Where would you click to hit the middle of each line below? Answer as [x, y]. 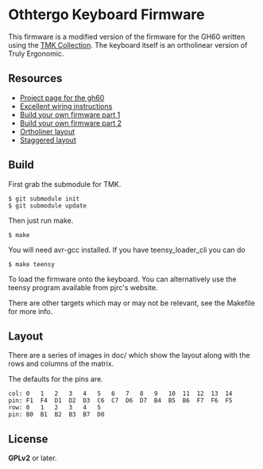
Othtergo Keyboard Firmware [106, 15]
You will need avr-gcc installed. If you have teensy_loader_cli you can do [127, 250]
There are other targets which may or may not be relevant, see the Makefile [132, 303]
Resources [35, 78]
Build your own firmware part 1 [70, 114]
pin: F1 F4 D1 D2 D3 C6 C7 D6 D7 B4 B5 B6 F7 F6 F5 [120, 401]
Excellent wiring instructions [66, 106]
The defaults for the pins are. [56, 379]
